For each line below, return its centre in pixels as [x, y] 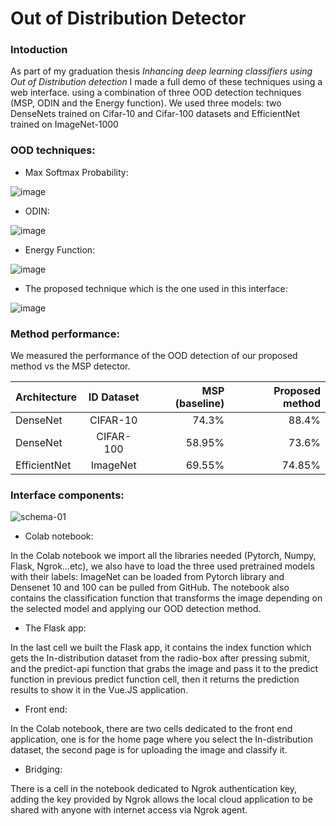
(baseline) [199, 404]
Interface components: [67, 495]
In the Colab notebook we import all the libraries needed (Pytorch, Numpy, [163, 556]
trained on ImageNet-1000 [64, 124]
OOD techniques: [53, 150]
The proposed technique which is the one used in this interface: [156, 288]
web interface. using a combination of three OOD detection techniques [156, 93]
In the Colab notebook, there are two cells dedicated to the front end [151, 729]
